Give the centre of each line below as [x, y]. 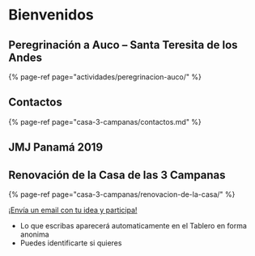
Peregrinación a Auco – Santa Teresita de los [123, 45]
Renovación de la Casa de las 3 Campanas [117, 175]
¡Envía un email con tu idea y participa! [73, 210]
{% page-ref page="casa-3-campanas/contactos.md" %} [105, 122]
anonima [35, 235]
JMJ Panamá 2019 [56, 147]
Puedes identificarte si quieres [71, 243]
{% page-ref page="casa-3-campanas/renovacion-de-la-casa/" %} [122, 194]
